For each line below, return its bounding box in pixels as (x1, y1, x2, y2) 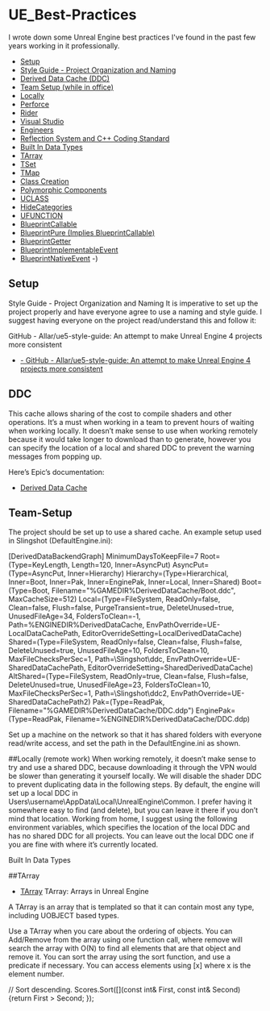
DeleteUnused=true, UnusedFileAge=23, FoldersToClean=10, (8, 680, 211, 690)
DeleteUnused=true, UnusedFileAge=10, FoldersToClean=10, (8, 646, 210, 655)
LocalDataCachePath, (8, 629, 81, 639)
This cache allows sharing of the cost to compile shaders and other (8, 409, 232, 418)
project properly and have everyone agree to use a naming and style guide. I (8, 306, 263, 316)
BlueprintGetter (19, 236, 72, 246)
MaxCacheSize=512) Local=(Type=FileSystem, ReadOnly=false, (8, 594, 221, 604)
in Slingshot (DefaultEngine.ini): (8, 536, 113, 546)
